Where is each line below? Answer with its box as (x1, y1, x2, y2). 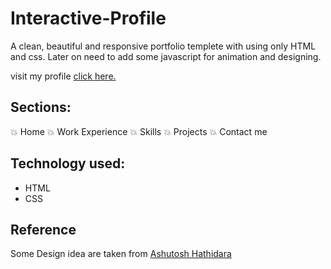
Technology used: (10, 155, 126, 172)
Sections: (10, 99, 72, 116)
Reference (10, 221, 77, 238)
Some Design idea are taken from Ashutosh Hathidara (10, 248, 232, 260)
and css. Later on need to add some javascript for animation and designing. (10, 50, 322, 62)
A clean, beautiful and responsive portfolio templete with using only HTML (10, 40, 317, 52)
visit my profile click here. (10, 70, 117, 82)
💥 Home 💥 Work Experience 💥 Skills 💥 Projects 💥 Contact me (10, 125, 268, 137)
